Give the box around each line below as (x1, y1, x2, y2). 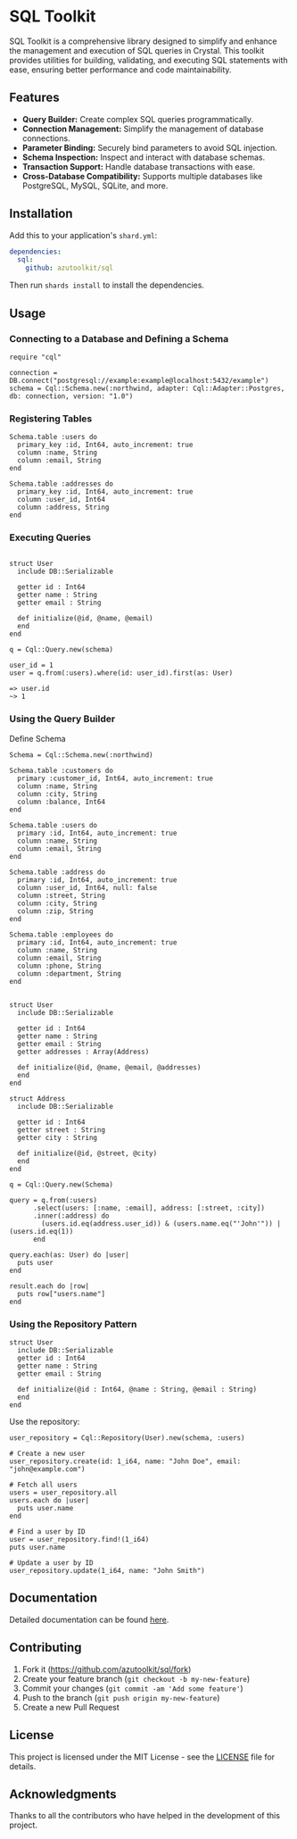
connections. (21, 132, 70, 144)
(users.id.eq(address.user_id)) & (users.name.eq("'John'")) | (41, 1219, 281, 1228)
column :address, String (17, 503, 110, 512)
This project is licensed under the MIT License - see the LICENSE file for (9, 1752, 275, 1762)
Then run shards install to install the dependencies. (9, 279, 205, 291)
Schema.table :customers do (9, 766, 114, 775)
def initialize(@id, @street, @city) (17, 1149, 158, 1158)
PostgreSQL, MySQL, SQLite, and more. (21, 180, 169, 191)
